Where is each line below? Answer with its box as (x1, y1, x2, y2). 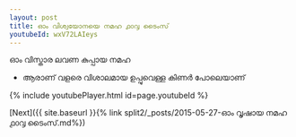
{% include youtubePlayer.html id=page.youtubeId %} (9, 90, 209, 101)
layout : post (9, 13, 58, 22)
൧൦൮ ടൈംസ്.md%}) (9, 117, 86, 128)
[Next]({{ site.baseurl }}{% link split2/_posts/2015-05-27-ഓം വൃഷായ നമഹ (9, 107, 288, 118)
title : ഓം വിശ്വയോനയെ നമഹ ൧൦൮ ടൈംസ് (9, 21, 169, 30)
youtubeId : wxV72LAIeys (9, 30, 99, 39)
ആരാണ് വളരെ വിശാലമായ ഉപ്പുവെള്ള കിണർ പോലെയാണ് (22, 73, 246, 83)
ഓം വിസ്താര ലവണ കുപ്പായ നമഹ (9, 55, 131, 65)
